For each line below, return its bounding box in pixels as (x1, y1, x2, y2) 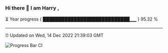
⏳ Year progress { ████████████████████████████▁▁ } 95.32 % (5, 16, 158, 22)
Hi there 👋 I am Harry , (5, 4, 59, 11)
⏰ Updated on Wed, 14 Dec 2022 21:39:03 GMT (5, 32, 104, 38)
